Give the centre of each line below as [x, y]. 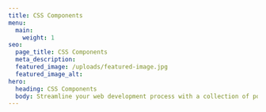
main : [25, 30]
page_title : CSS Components [62, 52]
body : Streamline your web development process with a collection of [132, 96]
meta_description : [46, 60]
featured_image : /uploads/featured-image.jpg [92, 67]
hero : [17, 81]
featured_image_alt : [49, 74]
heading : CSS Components [56, 89]
